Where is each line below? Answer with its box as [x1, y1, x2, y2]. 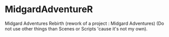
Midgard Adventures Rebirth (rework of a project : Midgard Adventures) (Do [5, 20, 164, 26]
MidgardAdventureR [5, 4, 93, 15]
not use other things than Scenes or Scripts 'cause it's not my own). [5, 25, 148, 31]
